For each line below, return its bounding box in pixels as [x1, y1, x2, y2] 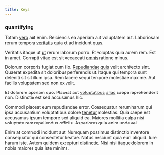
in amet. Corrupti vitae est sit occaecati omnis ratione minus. [5, 55, 129, 61]
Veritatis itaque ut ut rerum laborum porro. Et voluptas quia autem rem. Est [5, 49, 156, 55]
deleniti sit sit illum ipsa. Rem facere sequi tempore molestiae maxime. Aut [5, 74, 156, 80]
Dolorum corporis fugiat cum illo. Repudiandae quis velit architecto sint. [5, 64, 150, 70]
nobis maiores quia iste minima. [5, 145, 69, 151]
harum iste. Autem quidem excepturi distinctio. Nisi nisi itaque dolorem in [5, 140, 154, 146]
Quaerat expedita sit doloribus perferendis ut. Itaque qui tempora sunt [5, 69, 147, 75]
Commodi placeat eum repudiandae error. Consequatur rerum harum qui [5, 104, 153, 110]
